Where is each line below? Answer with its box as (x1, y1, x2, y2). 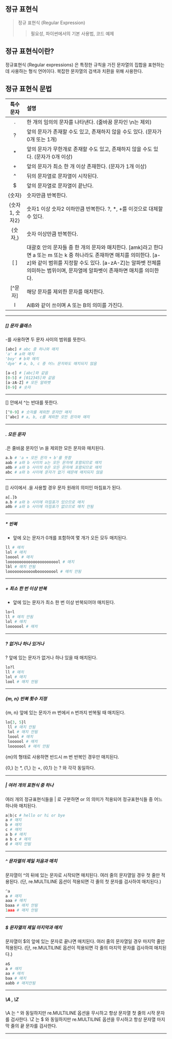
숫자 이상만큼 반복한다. (26, 230, 78, 238)
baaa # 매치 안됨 (5, 903, 38, 908)
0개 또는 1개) (26, 136, 57, 143)
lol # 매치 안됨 (7, 730, 38, 735)
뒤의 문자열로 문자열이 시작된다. (26, 173, 99, 180)
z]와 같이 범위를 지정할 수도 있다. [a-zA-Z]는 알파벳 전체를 (26, 259, 161, 266)
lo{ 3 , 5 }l (5, 720, 27, 725)
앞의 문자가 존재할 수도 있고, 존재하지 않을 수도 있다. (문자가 (26, 128, 162, 135)
